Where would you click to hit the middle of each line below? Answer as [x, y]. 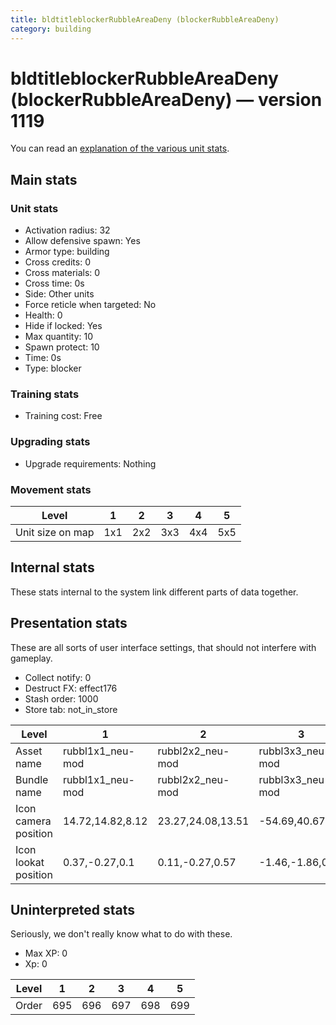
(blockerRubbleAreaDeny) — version [166, 99]
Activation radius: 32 [67, 230]
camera [33, 821]
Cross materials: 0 [62, 273]
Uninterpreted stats [72, 910]
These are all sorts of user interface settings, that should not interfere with [163, 647]
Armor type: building [67, 252]
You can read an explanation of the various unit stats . [120, 148]
